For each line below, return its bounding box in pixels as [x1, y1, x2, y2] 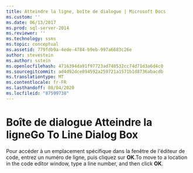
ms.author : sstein [6, 57, 51, 63]
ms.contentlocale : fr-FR [6, 80, 67, 86]
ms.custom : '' [6, 14, 41, 20]
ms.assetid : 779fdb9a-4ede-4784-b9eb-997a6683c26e [6, 47, 132, 53]
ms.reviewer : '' [6, 30, 46, 36]
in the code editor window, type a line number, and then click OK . [6, 160, 164, 167]
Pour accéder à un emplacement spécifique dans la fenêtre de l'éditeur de [6, 147, 185, 154]
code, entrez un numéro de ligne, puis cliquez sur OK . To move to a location [6, 154, 188, 161]
